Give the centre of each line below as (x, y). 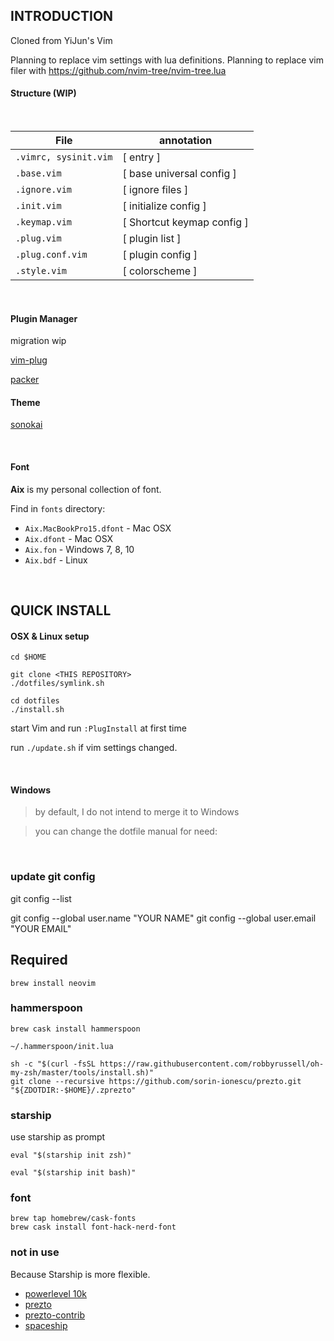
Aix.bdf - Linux (56, 560)
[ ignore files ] (155, 190)
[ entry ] (141, 157)
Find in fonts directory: (58, 508)
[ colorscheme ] (160, 271)
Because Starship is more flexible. (80, 1274)
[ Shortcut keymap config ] (185, 222)
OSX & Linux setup (50, 636)
